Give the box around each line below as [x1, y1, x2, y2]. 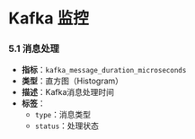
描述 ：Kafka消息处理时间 [21, 87, 114, 98]
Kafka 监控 [8, 8, 89, 29]
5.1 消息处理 [8, 42, 60, 55]
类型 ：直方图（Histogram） [21, 75, 123, 86]
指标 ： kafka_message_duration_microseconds [21, 65, 187, 75]
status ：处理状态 [34, 120, 100, 131]
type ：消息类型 [34, 109, 92, 120]
